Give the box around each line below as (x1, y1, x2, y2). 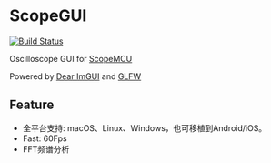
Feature (9, 97, 55, 113)
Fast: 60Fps (22, 133, 67, 144)
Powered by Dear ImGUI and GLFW (9, 70, 142, 82)
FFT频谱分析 (22, 143, 70, 155)
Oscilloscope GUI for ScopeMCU (9, 53, 133, 64)
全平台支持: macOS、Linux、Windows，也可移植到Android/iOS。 (22, 122, 267, 133)
